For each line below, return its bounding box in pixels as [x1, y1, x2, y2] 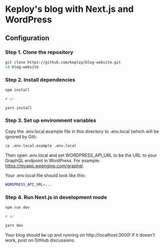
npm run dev [5, 205, 30, 210]
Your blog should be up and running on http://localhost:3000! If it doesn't [5, 232, 155, 238]
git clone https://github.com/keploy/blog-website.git [5, 60, 121, 65]
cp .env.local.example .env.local [5, 143, 77, 148]
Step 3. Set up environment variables [5, 117, 96, 124]
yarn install [5, 105, 32, 110]
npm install [5, 87, 30, 92]
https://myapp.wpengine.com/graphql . [5, 163, 84, 169]
